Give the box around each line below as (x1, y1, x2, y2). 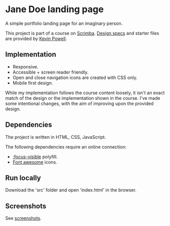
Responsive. (12, 63, 38, 69)
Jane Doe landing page (5, 4, 104, 15)
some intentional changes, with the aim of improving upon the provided (5, 100, 154, 106)
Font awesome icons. (12, 159, 57, 165)
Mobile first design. (12, 80, 53, 86)
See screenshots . (5, 215, 42, 221)
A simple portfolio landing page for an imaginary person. (5, 20, 123, 26)
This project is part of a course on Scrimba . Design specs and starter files (5, 30, 159, 36)
